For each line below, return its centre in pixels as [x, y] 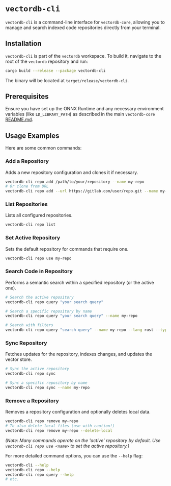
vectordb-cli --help [27, 465]
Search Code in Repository [39, 271]
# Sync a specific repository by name [46, 383]
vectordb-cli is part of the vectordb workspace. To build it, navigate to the [83, 56]
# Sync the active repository [37, 369]
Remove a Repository [32, 401]
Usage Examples [32, 136]
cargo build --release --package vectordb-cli [55, 70]
